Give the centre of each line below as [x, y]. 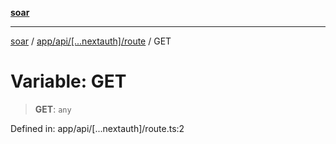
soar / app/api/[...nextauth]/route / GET [91, 41]
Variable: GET [68, 81]
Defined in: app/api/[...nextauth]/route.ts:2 [97, 128]
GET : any [53, 109]
